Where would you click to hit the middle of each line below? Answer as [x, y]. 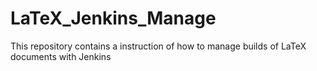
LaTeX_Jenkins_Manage [113, 18]
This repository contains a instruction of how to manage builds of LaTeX [158, 46]
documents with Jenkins [61, 56]
